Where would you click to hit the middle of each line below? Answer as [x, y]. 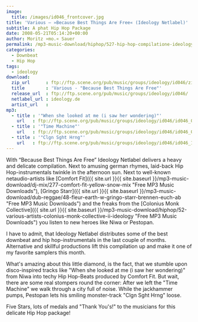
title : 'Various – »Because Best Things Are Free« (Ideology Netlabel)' [97, 22]
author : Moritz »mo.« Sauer [41, 39]
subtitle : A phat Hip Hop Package [49, 28]
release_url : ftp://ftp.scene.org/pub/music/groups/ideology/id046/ [100, 94]
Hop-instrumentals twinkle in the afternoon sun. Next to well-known [88, 172]
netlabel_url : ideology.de [46, 99]
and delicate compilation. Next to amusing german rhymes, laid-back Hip [95, 166]
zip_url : [30, 83]
